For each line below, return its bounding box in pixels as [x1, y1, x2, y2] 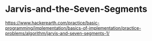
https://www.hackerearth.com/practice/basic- [5, 20, 100, 26]
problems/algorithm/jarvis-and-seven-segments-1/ [5, 30, 110, 36]
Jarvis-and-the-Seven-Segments [5, 3, 148, 15]
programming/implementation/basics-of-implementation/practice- [5, 25, 141, 31]
